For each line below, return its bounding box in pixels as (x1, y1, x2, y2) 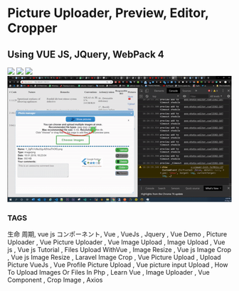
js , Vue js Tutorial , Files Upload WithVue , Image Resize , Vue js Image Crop (7, 246, 232, 254)
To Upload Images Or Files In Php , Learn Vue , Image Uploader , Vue (7, 268, 210, 277)
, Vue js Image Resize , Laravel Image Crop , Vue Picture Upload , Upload (7, 253, 222, 262)
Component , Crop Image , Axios (7, 275, 103, 285)
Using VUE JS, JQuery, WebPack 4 (7, 48, 165, 60)
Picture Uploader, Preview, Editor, (7, 5, 209, 21)
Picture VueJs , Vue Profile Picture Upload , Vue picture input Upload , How (7, 260, 229, 269)
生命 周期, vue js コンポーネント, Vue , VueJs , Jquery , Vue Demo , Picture (7, 230, 228, 238)
